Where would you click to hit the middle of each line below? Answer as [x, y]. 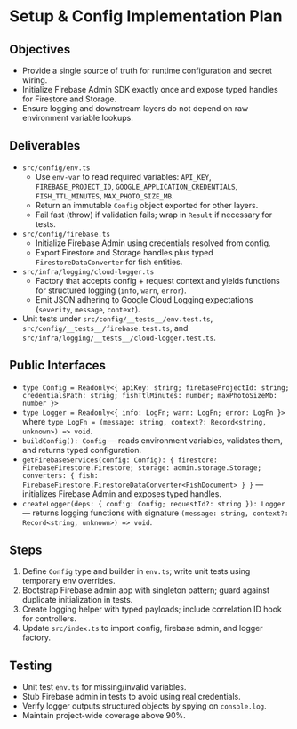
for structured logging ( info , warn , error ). [111, 290]
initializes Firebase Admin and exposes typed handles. [122, 494]
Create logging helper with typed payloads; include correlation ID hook [152, 609]
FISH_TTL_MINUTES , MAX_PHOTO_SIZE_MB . [104, 195]
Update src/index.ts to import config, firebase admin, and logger [142, 628]
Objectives [40, 49]
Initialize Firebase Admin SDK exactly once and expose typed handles [150, 89]
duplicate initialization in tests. [77, 600]
